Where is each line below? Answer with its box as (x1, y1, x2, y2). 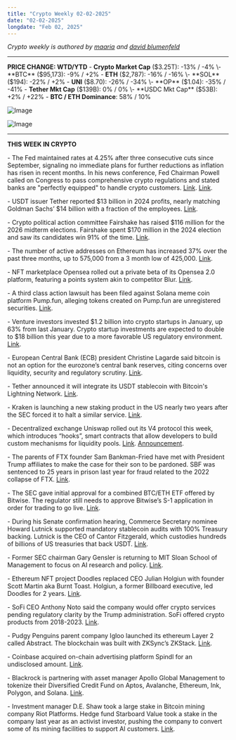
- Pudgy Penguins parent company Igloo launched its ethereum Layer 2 (7, 632, 214, 640)
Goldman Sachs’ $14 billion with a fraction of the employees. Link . (7, 205, 198, 213)
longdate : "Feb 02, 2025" (7, 23, 83, 30)
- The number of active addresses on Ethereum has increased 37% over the (7, 247, 228, 255)
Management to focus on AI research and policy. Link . (7, 561, 164, 569)
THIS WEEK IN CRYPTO (7, 140, 77, 148)
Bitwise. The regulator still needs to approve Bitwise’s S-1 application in (7, 496, 214, 505)
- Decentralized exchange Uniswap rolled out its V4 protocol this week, (7, 424, 214, 433)
